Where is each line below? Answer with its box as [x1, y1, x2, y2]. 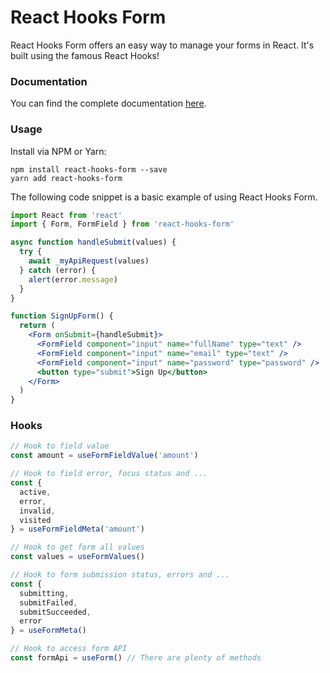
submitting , [19, 588, 70, 598]
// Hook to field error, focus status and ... [10, 469, 208, 479]
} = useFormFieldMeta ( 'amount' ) [10, 524, 145, 535]
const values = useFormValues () [10, 552, 145, 562]
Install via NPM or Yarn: [10, 145, 107, 157]
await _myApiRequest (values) [28, 256, 150, 266]
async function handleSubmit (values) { [10, 237, 177, 248]
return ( [19, 321, 56, 331]
